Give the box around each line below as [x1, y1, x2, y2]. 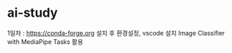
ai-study [7, 5, 58, 21]
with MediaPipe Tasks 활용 [7, 37, 84, 46]
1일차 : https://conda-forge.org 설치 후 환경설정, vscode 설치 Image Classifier [7, 29, 225, 37]
